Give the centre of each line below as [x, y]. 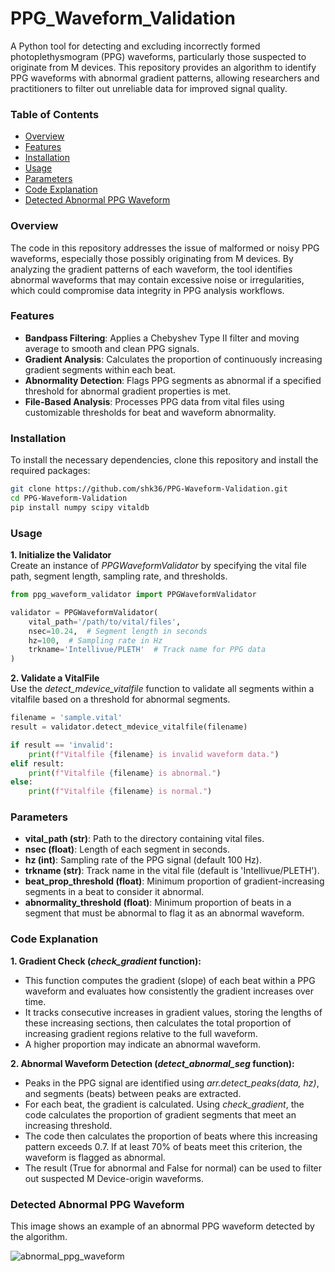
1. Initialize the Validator [61, 555]
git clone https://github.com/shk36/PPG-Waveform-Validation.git [149, 489]
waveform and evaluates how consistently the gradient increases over [169, 991]
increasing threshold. [68, 1125]
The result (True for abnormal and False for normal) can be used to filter [173, 1168]
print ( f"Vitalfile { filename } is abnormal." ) [125, 773]
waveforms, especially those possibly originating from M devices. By [152, 258]
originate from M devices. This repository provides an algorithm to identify [163, 67]
